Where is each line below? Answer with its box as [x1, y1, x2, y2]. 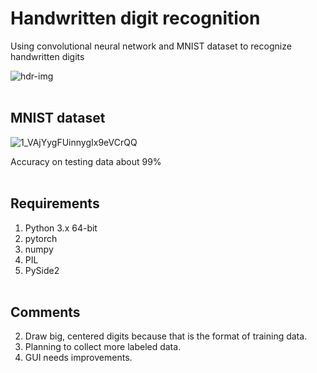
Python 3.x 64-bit [24, 222, 98, 234]
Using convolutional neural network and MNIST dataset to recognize [10, 40, 292, 52]
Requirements [10, 195, 100, 212]
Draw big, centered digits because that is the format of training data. [24, 330, 308, 342]
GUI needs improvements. [24, 352, 133, 364]
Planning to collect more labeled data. [24, 341, 182, 353]
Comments [10, 303, 81, 321]
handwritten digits [10, 50, 85, 62]
